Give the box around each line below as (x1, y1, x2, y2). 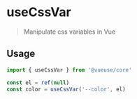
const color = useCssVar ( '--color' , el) (6, 86, 127, 93)
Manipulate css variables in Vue (23, 27, 116, 36)
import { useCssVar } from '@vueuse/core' (6, 66, 132, 74)
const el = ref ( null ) (6, 79, 70, 86)
